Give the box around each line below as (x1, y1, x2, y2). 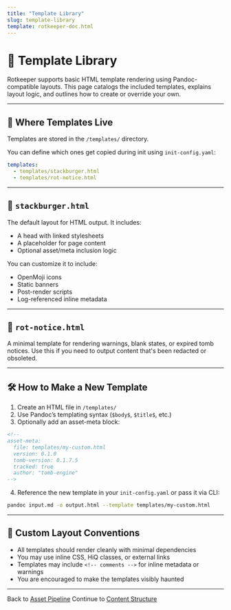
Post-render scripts (16, 287, 73, 296)
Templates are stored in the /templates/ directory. (7, 135, 149, 143)
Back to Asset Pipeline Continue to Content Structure (7, 594, 157, 603)
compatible (7, 83, 39, 91)
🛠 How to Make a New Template (7, 381, 148, 393)
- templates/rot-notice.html (13, 174, 97, 181)
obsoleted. (7, 354, 38, 363)
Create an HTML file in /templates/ (16, 403, 117, 411)
